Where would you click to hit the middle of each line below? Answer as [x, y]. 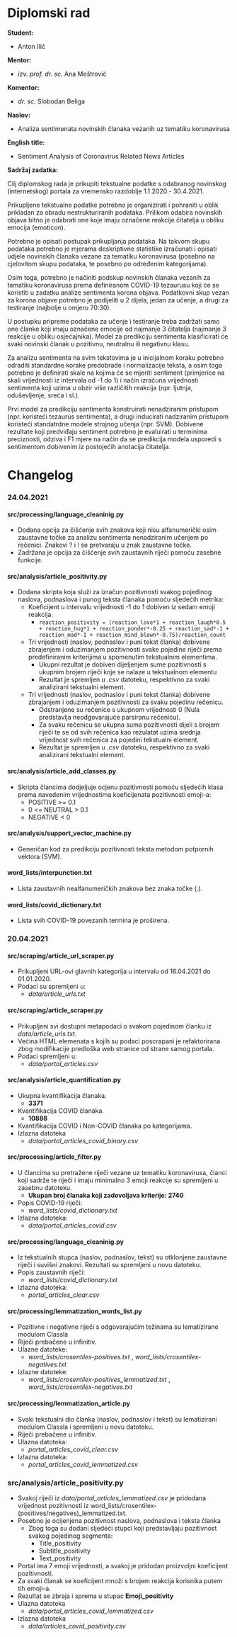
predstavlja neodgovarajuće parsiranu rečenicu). [110, 718]
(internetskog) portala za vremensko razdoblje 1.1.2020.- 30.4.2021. [106, 191]
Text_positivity [60, 1558]
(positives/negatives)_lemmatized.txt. [72, 1513]
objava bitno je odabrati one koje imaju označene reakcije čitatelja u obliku [116, 220]
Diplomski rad [49, 13]
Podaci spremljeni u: [47, 1056]
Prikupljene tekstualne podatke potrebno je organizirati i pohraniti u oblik [113, 205]
